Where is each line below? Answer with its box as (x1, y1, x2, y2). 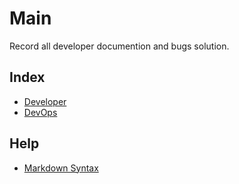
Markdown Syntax (23, 162, 99, 174)
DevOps (23, 106, 58, 118)
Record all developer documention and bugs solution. (9, 40, 230, 52)
